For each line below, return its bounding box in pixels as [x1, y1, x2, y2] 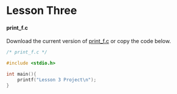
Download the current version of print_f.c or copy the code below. [6, 38, 172, 45]
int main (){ [6, 71, 36, 78]
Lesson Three [6, 4, 77, 18]
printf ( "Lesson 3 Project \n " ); [17, 77, 97, 83]
